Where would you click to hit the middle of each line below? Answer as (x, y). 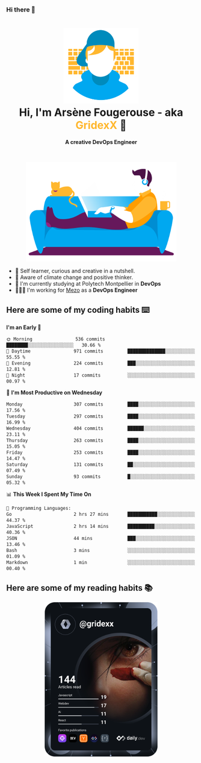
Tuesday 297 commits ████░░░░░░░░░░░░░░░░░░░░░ (101, 416)
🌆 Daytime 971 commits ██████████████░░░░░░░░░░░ (101, 351)
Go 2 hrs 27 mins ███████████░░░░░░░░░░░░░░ (101, 515)
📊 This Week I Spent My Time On (49, 494)
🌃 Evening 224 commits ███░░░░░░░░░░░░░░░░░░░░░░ (101, 363)
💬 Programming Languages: (39, 509)
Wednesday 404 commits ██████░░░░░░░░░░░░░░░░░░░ (101, 429)
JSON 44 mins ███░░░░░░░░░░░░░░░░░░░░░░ (101, 539)
